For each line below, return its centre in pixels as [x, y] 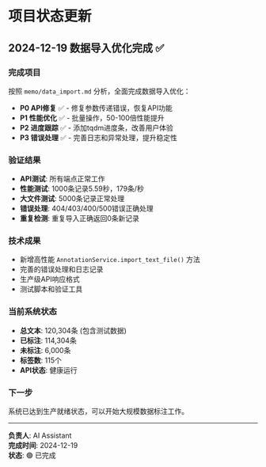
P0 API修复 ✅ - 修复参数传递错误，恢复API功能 [96, 108]
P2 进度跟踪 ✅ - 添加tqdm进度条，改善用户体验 [96, 127]
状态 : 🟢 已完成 [32, 455]
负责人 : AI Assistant [40, 435]
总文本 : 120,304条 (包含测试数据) [73, 330]
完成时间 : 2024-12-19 [43, 446]
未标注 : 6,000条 [45, 350]
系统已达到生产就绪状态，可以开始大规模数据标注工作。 [98, 412]
